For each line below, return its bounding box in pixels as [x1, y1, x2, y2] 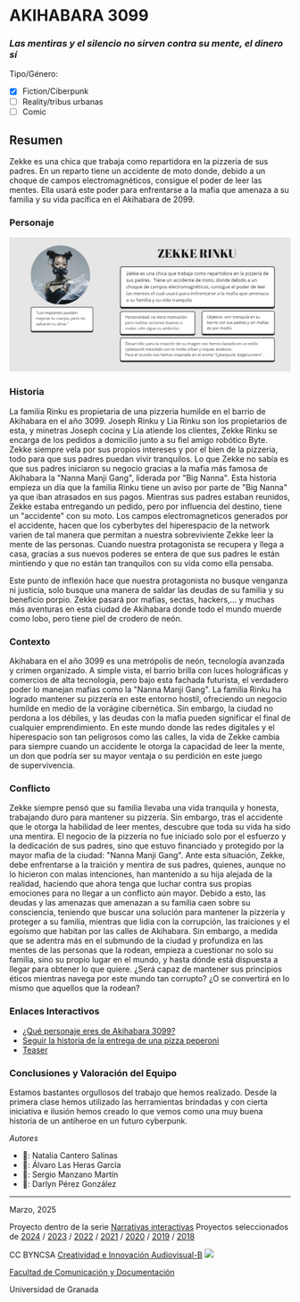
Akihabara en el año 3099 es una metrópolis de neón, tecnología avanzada [9, 655, 286, 666]
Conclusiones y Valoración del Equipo [9, 1066, 177, 1079]
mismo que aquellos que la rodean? [9, 983, 140, 994]
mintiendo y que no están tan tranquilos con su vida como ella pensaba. [9, 557, 274, 568]
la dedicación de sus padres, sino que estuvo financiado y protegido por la [9, 840, 284, 851]
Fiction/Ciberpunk [21, 86, 89, 96]
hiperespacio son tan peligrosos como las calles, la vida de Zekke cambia [9, 731, 280, 742]
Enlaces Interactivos [9, 1006, 100, 1018]
